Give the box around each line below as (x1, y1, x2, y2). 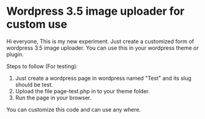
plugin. (6, 50, 24, 58)
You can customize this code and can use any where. (6, 106, 141, 113)
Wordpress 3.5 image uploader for (6, 4, 185, 18)
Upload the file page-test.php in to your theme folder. (15, 87, 150, 94)
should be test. (15, 81, 53, 88)
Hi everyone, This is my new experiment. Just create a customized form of (6, 37, 195, 45)
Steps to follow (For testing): (6, 63, 78, 70)
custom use (6, 17, 67, 31)
